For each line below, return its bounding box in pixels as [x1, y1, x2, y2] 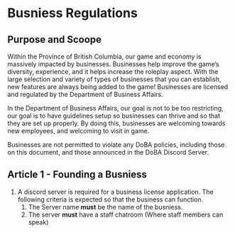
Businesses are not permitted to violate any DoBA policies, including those [7, 140, 225, 149]
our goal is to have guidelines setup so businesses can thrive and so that [7, 112, 221, 120]
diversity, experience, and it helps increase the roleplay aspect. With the [7, 68, 219, 76]
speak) [28, 217, 49, 226]
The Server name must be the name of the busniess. [28, 202, 183, 211]
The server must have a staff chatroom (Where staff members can [28, 210, 224, 219]
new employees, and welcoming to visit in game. [7, 127, 150, 135]
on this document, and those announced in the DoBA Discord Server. [7, 148, 209, 156]
